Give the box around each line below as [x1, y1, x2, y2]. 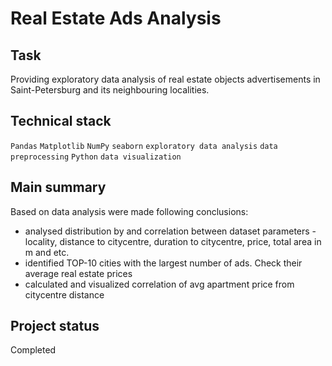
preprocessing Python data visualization [10, 152, 182, 162]
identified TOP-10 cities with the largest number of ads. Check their [24, 257, 303, 269]
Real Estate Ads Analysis [10, 7, 222, 30]
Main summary [10, 179, 107, 196]
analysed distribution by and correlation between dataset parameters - [24, 225, 317, 237]
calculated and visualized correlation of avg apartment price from [24, 278, 295, 290]
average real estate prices [24, 267, 133, 279]
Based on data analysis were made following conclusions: [10, 205, 249, 217]
